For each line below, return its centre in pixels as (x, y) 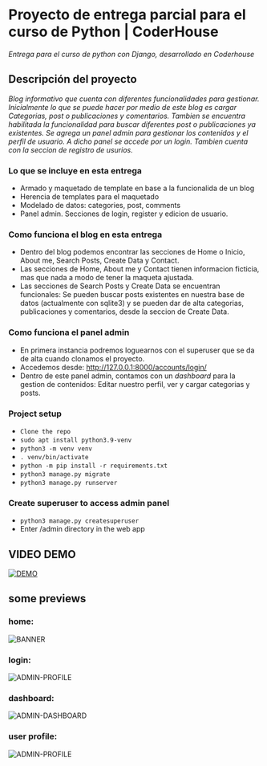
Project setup (35, 414)
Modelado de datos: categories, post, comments (100, 206)
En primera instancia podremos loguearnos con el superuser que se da (137, 350)
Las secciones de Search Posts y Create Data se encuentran (120, 286)
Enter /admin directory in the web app (83, 529)
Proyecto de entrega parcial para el (127, 15)
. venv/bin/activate (54, 457)
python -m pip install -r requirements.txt (94, 466)
